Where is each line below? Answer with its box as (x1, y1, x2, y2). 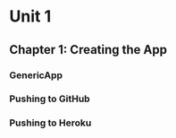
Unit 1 (9, 6, 52, 27)
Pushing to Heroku (9, 116, 92, 129)
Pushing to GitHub (9, 92, 91, 105)
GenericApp (9, 69, 63, 82)
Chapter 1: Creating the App (9, 42, 168, 57)
